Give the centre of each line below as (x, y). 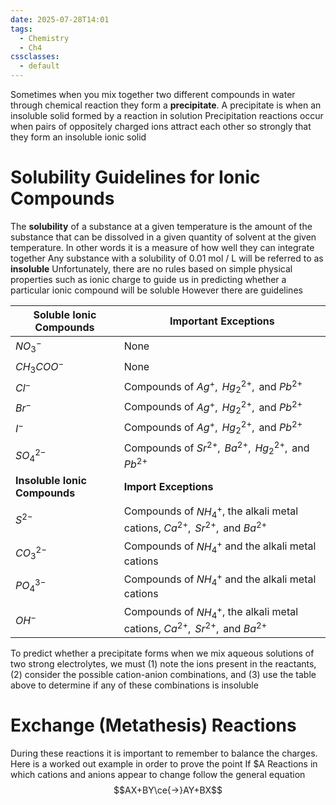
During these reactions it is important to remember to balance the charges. (164, 753)
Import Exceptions (168, 487)
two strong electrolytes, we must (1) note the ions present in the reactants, (163, 664)
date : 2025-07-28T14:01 (60, 19)
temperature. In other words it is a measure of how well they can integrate (162, 247)
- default (39, 66)
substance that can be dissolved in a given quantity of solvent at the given (163, 237)
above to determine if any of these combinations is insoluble (134, 685)
